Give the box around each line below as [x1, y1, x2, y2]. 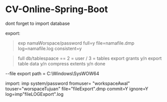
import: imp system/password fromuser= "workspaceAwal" [5, 80, 130, 86]
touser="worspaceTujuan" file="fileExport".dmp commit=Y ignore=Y [5, 85, 149, 92]
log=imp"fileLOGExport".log [5, 91, 64, 97]
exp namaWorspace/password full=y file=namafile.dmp [17, 40, 134, 46]
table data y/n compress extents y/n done [17, 60, 106, 66]
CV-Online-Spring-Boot [5, 4, 108, 15]
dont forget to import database [5, 20, 70, 26]
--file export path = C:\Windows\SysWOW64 [5, 70, 100, 77]
